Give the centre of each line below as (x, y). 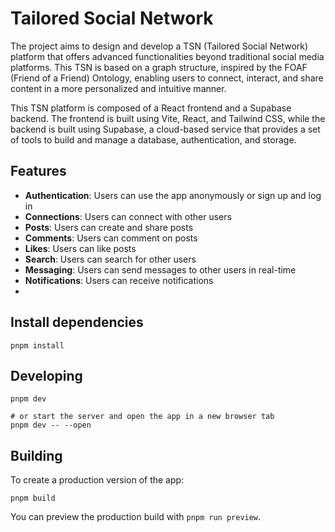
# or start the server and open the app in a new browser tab (142, 417)
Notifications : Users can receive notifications (119, 280)
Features (38, 171)
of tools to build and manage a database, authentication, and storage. (153, 139)
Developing (46, 375)
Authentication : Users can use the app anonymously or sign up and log (173, 195)
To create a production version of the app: (97, 480)
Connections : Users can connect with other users (128, 216)
